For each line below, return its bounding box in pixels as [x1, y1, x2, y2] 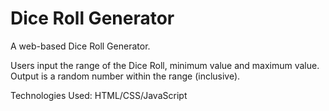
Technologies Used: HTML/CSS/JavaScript [10, 89, 188, 101]
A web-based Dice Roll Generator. [10, 40, 151, 52]
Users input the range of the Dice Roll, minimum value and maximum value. [10, 59, 320, 71]
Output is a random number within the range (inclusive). [10, 70, 241, 82]
